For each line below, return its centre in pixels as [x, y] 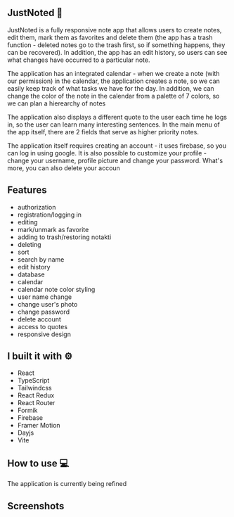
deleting [29, 244]
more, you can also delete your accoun [64, 168]
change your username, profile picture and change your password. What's [115, 160]
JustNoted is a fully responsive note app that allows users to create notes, [115, 30]
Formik [27, 410]
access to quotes [43, 326]
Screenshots [36, 506]
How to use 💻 [38, 463]
